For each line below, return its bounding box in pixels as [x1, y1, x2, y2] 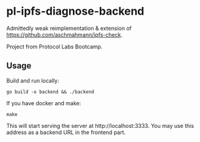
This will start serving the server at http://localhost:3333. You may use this [6, 122, 194, 129]
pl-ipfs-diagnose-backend [6, 4, 145, 18]
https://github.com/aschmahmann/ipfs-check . [6, 31, 123, 38]
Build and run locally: [6, 77, 59, 84]
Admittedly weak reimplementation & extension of [6, 24, 132, 32]
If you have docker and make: [6, 99, 81, 106]
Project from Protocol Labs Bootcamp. [6, 43, 103, 50]
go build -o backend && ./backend [6, 89, 95, 95]
